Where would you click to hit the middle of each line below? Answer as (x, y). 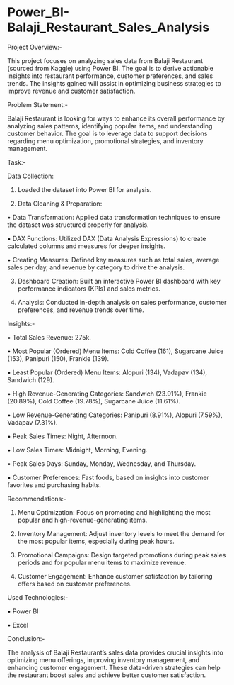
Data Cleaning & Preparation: (60, 204)
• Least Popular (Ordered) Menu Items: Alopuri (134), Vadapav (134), (107, 372)
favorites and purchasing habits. (54, 485)
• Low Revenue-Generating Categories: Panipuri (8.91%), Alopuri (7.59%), (115, 415)
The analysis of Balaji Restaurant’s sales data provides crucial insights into (116, 652)
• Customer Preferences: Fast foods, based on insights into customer (109, 477)
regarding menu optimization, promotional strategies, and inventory (105, 141)
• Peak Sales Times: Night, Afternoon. (63, 436)
